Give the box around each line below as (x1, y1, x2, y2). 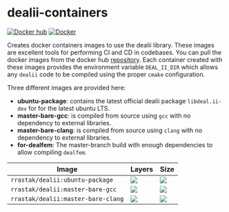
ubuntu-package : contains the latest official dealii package (17, 96, 186, 105)
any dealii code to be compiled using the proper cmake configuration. (7, 70, 206, 78)
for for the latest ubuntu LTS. (28, 104, 110, 112)
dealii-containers (7, 5, 108, 21)
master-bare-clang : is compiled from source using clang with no (17, 126, 202, 134)
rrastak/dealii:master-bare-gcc (10, 185, 117, 193)
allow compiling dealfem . (17, 148, 88, 156)
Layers (130, 164, 154, 173)
